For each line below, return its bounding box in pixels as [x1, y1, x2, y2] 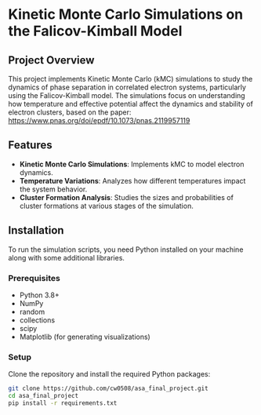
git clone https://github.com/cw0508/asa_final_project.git [8, 384, 209, 393]
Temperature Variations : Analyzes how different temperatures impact [19, 176, 246, 185]
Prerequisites [8, 272, 60, 283]
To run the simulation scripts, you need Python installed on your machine [8, 245, 244, 254]
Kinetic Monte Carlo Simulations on [8, 5, 244, 24]
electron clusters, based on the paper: [8, 107, 132, 117]
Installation [8, 224, 64, 237]
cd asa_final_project [8, 392, 79, 400]
